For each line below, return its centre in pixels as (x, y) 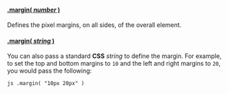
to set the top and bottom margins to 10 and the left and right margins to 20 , (114, 64)
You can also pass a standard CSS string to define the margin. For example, (114, 56)
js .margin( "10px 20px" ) (46, 84)
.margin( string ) (31, 41)
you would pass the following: (50, 71)
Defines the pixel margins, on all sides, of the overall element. (94, 25)
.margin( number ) (34, 10)
